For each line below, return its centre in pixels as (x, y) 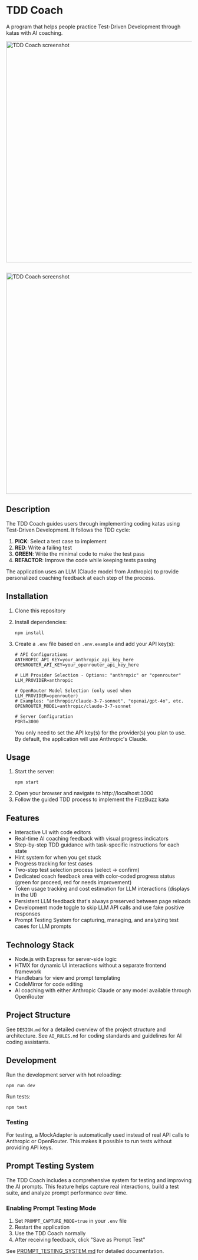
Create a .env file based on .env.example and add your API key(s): (95, 644)
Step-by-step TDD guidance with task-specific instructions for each (97, 845)
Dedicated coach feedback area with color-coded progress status (95, 876)
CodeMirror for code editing (49, 984)
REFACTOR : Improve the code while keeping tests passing (85, 560)
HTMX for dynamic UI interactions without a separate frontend (90, 965)
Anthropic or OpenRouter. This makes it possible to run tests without (89, 1141)
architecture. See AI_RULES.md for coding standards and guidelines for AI (94, 1035)
